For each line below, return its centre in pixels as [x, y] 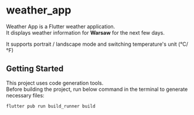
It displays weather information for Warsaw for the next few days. [86, 32]
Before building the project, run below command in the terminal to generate [97, 89]
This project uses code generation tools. [55, 83]
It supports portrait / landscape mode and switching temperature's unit [91, 44]
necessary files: [25, 95]
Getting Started [35, 69]
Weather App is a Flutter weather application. [61, 26]
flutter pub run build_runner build [51, 106]
